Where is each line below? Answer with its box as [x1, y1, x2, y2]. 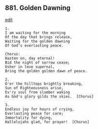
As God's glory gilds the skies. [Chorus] [5, 94, 94, 99]
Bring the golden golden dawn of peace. [5, 68, 88, 73]
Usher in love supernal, [5, 64, 55, 69]
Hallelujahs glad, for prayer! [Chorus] [5, 119, 90, 124]
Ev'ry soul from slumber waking [5, 90, 70, 95]
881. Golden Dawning [5, 4, 71, 12]
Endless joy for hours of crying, [5, 107, 75, 112]
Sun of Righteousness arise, [5, 85, 64, 90]
